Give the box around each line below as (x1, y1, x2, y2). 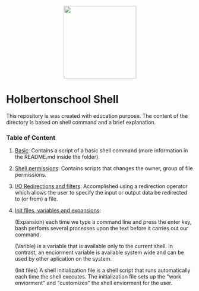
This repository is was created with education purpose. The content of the (6, 112, 188, 119)
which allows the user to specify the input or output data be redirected (14, 189, 188, 196)
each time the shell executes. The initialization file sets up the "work (14, 273, 182, 280)
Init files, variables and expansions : (14, 207, 101, 214)
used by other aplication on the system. (14, 255, 112, 262)
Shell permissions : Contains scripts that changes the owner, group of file (14, 165, 193, 172)
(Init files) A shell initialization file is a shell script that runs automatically (14, 267, 191, 274)
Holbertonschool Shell (6, 93, 119, 107)
